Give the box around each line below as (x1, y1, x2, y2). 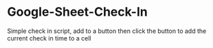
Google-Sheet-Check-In (7, 4, 148, 20)
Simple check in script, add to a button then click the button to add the (7, 27, 207, 35)
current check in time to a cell (7, 34, 91, 42)
